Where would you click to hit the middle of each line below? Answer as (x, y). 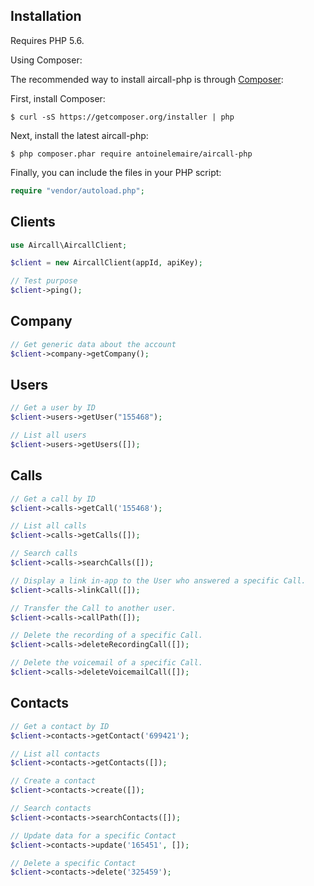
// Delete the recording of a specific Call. (106, 635)
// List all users (48, 435)
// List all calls (48, 526)
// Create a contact (53, 781)
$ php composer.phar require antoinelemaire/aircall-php (131, 154)
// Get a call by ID (53, 499)
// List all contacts (55, 754)
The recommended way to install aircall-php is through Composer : (147, 79)
